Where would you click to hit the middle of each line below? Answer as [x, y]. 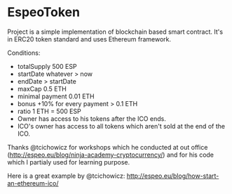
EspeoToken [44, 12]
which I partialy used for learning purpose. [69, 162]
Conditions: [24, 53]
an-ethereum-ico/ [33, 183]
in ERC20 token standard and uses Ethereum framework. [89, 39]
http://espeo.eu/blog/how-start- [173, 176]
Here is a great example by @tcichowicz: [66, 176]
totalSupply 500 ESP [47, 66]
